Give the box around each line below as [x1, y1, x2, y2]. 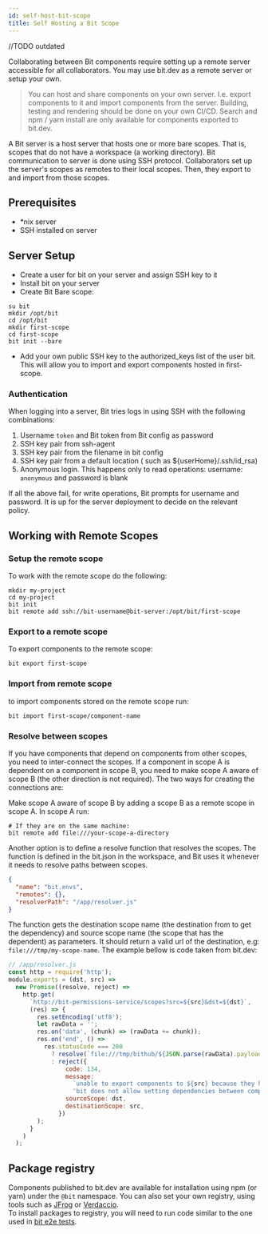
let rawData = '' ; [37, 1020, 98, 1028]
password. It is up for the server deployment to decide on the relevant [8, 497, 238, 507]
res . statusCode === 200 [43, 1043, 124, 1051]
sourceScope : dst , [65, 1095, 127, 1103]
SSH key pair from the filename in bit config [19, 447, 164, 457]
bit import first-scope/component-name [8, 711, 141, 720]
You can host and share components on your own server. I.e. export [27, 89, 251, 98]
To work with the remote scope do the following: [8, 571, 167, 581]
